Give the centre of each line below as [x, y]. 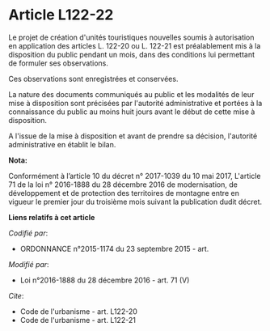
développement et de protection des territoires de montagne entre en [124, 193]
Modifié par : [29, 264]
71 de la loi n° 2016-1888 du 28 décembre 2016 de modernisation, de [123, 185]
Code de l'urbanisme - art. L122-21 [78, 320]
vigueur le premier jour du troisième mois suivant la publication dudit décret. [135, 202]
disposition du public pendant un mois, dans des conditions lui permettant [131, 54]
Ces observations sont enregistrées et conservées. [93, 79]
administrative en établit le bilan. [62, 144]
